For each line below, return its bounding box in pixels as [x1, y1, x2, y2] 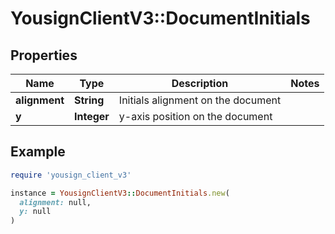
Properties [10, 47, 78, 64]
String [73, 93, 105, 107]
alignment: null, [19, 197, 92, 207]
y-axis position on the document [118, 110, 273, 123]
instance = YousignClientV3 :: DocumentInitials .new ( [10, 188, 230, 198]
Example [10, 143, 66, 161]
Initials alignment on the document [118, 93, 282, 107]
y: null [19, 207, 52, 217]
